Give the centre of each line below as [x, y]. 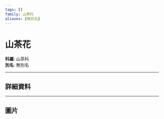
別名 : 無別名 [17, 65]
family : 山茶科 [19, 14]
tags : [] [14, 10]
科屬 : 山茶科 [17, 59]
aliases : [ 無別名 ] [23, 19]
